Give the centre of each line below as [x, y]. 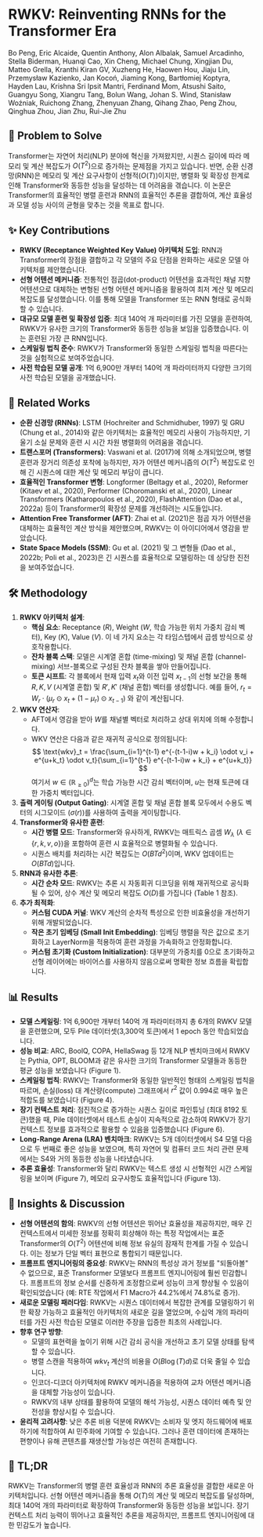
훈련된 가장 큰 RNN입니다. [68, 338]
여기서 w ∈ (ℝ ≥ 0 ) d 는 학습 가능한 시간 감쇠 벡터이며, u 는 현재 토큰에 [136, 782]
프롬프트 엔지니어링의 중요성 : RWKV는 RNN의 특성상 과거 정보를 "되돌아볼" [134, 1263]
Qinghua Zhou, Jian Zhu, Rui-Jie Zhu [67, 111]
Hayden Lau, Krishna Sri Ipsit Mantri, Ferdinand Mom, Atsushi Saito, [117, 86]
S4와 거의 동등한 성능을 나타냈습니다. [97, 1159]
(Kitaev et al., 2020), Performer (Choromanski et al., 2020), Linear [126, 490]
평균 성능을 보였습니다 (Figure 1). [70, 1070]
